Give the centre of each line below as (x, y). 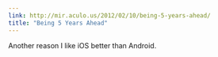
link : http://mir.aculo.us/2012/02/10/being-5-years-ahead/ (110, 15)
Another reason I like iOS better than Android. (82, 45)
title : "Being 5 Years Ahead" (58, 23)
